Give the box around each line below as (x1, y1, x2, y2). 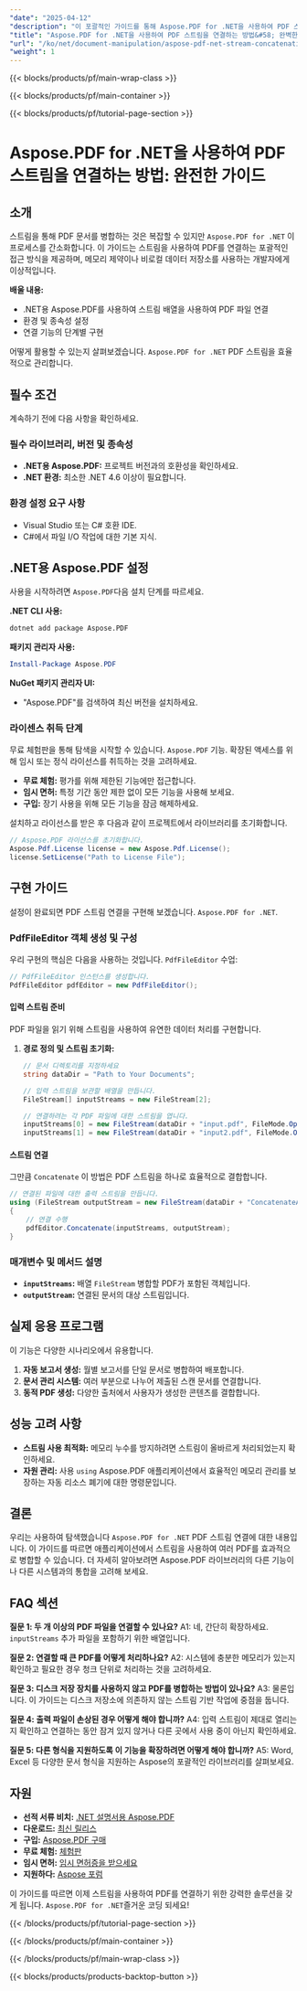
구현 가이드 (9, 880, 69, 896)
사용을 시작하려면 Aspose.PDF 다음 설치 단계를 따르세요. (9, 586, 205, 597)
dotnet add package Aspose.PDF (9, 623, 129, 633)
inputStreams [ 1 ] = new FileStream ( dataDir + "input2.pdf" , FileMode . (22, 1128, 294, 1138)
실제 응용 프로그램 (9, 1318, 104, 1335)
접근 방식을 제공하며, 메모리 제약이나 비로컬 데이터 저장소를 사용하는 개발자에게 (9, 253, 291, 265)
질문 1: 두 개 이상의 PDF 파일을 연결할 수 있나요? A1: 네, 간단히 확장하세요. (9, 1622, 270, 1633)
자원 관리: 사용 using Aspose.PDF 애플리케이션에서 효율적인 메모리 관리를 (22, 1464, 288, 1476)
